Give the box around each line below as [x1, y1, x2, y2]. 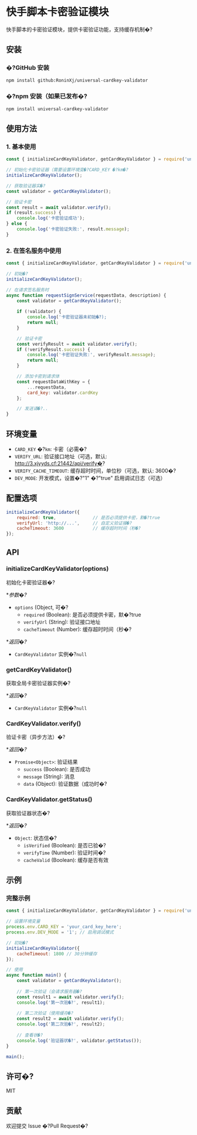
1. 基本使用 [6, 142, 36, 151]
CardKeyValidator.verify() [6, 720, 81, 728]
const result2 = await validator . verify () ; [16, 1016, 125, 1022]
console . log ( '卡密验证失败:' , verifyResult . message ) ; [27, 352, 156, 358]
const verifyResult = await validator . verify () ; [16, 341, 138, 347]
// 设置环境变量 [6, 918, 40, 925]
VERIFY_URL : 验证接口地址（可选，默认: [14, 452, 107, 460]
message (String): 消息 [23, 773, 75, 780]
